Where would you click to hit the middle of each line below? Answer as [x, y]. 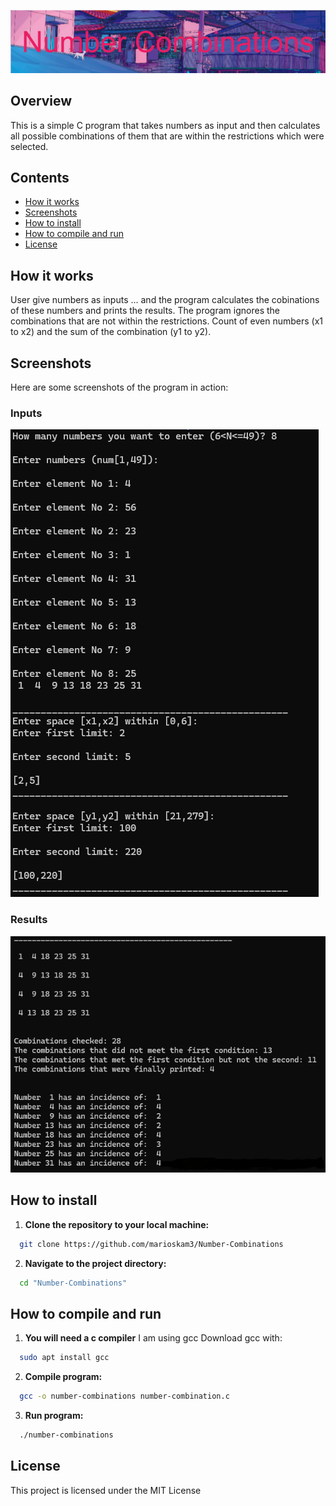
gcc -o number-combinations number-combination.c [124, 1396]
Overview [41, 101]
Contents [40, 178]
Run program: [54, 1415]
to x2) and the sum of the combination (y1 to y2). [111, 332]
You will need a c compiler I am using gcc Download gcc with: [153, 1338]
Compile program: [63, 1377]
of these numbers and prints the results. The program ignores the [145, 311]
